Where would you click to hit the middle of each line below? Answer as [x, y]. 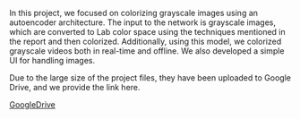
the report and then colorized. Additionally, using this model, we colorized [146, 41]
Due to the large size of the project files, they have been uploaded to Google [150, 78]
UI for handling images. [52, 60]
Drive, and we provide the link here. [75, 87]
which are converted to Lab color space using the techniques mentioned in [148, 32]
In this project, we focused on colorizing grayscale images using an [133, 13]
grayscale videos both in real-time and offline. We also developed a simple [147, 51]
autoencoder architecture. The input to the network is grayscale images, [142, 22]
